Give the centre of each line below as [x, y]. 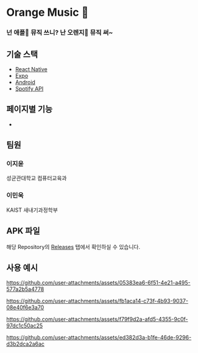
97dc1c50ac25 [25, 326]
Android [25, 82]
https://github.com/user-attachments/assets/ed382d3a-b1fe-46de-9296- [99, 338]
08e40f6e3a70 [25, 307]
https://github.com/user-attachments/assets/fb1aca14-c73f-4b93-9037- [97, 301]
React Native [31, 69]
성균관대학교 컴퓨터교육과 [37, 178]
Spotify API [29, 88]
